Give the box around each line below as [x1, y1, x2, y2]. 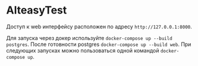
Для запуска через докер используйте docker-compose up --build [6, 34, 172, 41]
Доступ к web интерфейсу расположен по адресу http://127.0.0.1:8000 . [6, 23, 192, 30]
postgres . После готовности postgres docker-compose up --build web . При [6, 41, 191, 48]
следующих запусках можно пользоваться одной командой [6, 47, 159, 54]
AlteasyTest [6, 4, 67, 17]
